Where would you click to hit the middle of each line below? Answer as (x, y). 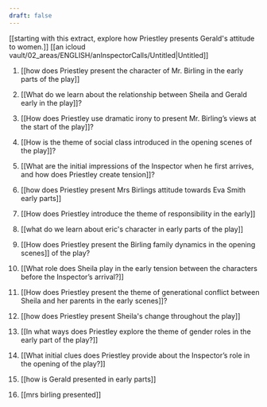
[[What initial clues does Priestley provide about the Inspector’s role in (135, 355)
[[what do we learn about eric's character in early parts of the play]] (132, 229)
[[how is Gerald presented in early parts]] (88, 379)
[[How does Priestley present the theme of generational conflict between (140, 292)
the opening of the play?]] (63, 363)
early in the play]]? (51, 103)
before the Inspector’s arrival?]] (72, 277)
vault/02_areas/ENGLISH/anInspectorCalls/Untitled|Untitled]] (109, 55)
